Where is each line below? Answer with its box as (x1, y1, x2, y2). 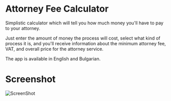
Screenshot (5, 74, 56, 85)
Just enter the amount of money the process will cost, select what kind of (5, 35, 161, 41)
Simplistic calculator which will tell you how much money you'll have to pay (5, 20, 164, 26)
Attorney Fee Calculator (5, 3, 109, 15)
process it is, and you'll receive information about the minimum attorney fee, (5, 40, 166, 46)
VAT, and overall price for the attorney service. (5, 46, 104, 52)
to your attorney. (5, 25, 40, 31)
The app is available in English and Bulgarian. (5, 55, 101, 61)
